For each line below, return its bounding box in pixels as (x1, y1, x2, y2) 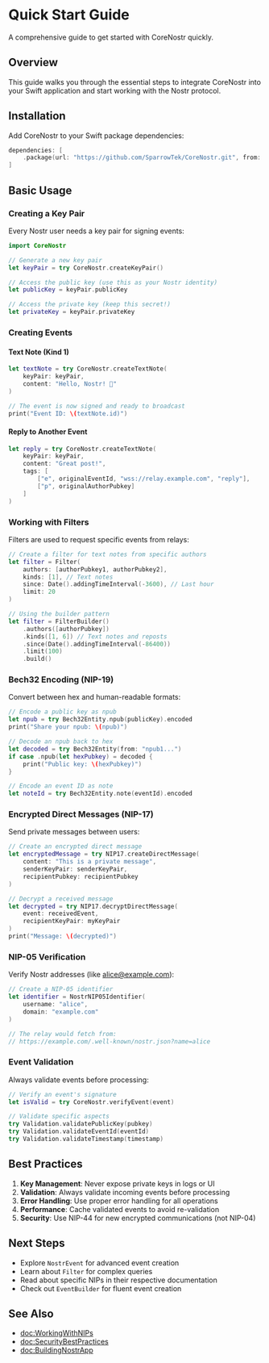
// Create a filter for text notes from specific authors (8, 550, 207, 558)
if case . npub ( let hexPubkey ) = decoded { (8, 752, 153, 760)
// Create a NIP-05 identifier (8, 985, 114, 993)
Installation (8, 109, 66, 123)
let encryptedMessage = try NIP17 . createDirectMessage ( (8, 850, 200, 859)
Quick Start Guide (8, 6, 130, 24)
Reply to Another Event (8, 426, 88, 437)
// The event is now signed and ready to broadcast (8, 402, 185, 410)
